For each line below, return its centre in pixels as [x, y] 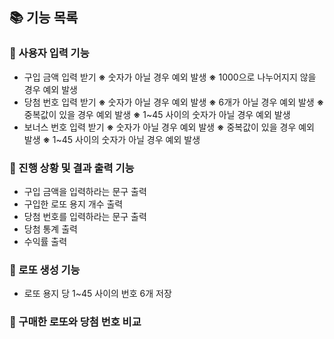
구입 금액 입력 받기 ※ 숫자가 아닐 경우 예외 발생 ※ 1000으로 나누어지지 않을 [170, 77]
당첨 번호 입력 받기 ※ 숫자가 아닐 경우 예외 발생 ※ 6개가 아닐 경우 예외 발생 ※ [173, 102]
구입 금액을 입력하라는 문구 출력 [85, 191]
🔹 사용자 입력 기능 [49, 53]
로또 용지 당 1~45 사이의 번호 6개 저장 [97, 294]
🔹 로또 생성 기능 [45, 270]
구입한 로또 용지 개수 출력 [73, 204]
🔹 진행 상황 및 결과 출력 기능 [72, 168]
